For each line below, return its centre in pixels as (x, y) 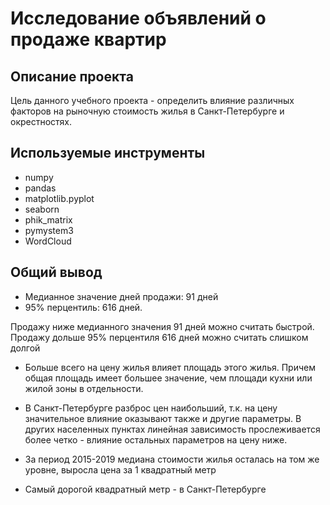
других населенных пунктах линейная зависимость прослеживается (172, 429)
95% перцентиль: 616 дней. (83, 307)
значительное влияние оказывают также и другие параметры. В (163, 418)
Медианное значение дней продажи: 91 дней (121, 296)
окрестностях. (41, 121)
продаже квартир (88, 39)
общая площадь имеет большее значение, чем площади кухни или (168, 378)
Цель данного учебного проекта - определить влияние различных (152, 100)
